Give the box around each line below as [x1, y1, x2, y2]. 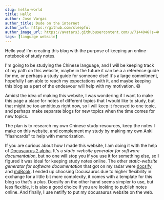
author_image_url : [5, 30, 42, 35]
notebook [5, 53, 24, 59]
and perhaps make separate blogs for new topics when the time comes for [5, 108, 155, 114]
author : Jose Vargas [5, 16, 47, 21]
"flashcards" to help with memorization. [5, 133, 85, 139]
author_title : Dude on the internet [5, 20, 80, 26]
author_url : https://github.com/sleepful [5, 25, 91, 30]
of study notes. [25, 53, 56, 59]
